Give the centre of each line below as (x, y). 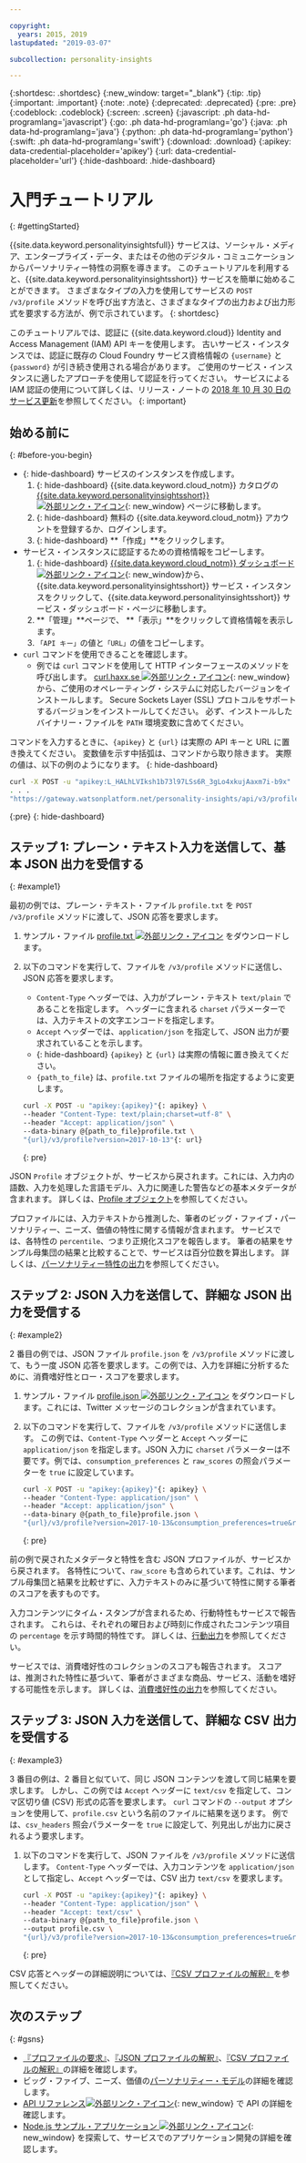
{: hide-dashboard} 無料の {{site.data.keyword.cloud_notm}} (149, 517)
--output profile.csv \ (68, 1929)
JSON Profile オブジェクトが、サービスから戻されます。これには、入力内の (152, 1176)
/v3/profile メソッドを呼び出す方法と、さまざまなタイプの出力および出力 (149, 302)
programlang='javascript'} (58, 122)
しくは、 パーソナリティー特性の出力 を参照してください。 (117, 1263)
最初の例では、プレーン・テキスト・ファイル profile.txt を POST (131, 905)
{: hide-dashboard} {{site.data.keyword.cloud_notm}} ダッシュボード (165, 563)
